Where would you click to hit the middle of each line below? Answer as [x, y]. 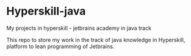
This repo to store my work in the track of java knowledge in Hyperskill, [96, 40]
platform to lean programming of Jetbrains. [60, 46]
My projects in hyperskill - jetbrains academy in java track [79, 28]
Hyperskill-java [46, 11]
